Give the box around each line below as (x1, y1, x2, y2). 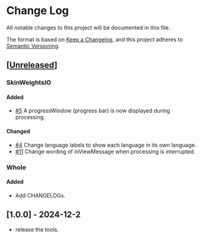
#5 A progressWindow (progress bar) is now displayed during (15, 107, 170, 114)
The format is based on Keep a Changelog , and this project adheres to (6, 35, 183, 43)
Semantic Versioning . (6, 42, 60, 50)
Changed (6, 128, 31, 135)
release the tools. (15, 226, 59, 233)
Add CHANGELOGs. (15, 192, 66, 199)
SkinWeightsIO (6, 78, 52, 87)
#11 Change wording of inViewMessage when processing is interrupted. (15, 147, 195, 155)
